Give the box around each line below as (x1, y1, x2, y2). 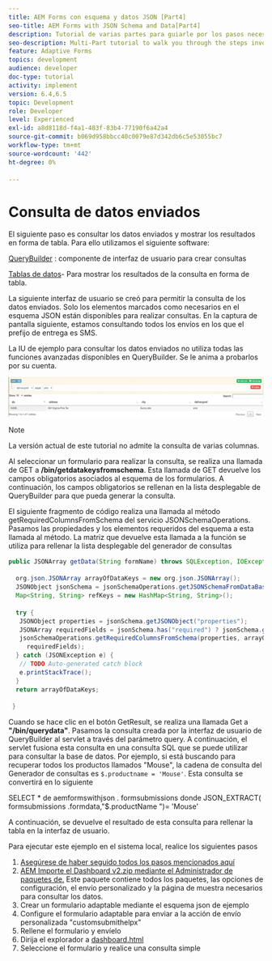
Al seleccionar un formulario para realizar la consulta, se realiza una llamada (8, 456, 263, 466)
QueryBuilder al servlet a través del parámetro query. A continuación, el (8, 734, 248, 744)
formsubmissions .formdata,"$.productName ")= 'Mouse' (8, 802, 199, 811)
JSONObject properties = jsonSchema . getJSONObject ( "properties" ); (19, 617, 249, 625)
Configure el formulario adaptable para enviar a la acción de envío (19, 909, 241, 919)
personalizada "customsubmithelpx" (19, 917, 142, 927)
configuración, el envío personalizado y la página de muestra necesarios (19, 883, 263, 893)
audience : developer (8, 65, 79, 73)
